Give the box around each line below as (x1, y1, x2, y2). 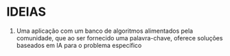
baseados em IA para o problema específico (16, 41, 142, 49)
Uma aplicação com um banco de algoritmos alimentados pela (16, 27, 194, 35)
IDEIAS (6, 4, 46, 20)
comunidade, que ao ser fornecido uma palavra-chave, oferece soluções (16, 33, 223, 42)
